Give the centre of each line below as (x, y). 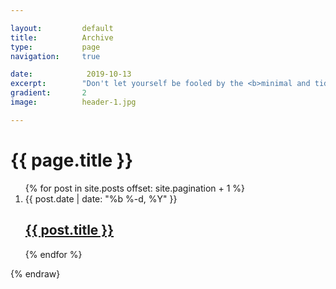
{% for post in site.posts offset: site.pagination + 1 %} (135, 188)
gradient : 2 (48, 93)
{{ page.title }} (72, 160)
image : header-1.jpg (73, 102)
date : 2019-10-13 (71, 74)
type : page (55, 47)
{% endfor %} (53, 254)
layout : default (62, 28)
